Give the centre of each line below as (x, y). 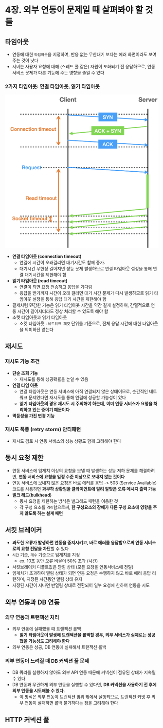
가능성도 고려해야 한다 (49, 641)
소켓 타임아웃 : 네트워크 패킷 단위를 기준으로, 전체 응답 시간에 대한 (80, 323)
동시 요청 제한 (24, 458)
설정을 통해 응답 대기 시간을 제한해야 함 (69, 299)
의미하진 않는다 (39, 329)
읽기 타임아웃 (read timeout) (40, 280)
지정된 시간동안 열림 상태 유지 (54, 579)
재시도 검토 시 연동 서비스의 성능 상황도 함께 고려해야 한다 (67, 441)
